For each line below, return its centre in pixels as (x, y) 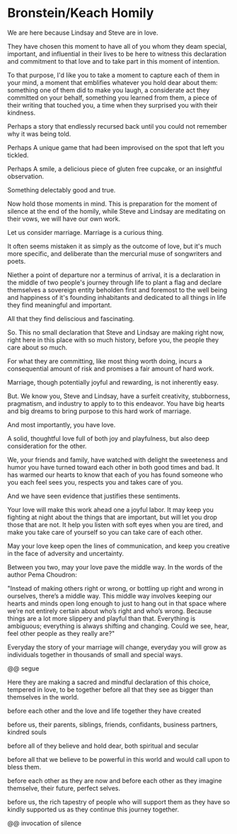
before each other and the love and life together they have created (104, 711)
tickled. (18, 155)
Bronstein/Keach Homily (81, 13)
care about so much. (37, 347)
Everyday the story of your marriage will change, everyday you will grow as (117, 647)
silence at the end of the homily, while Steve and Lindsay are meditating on (117, 211)
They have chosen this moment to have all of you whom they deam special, (117, 46)
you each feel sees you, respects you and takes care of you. (95, 482)
